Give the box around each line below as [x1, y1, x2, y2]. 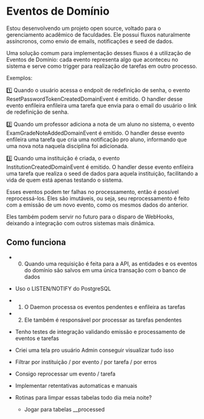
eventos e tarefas [15, 335, 59, 342]
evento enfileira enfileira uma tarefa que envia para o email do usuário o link [6, 102, 197, 109]
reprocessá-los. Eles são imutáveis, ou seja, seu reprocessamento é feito [6, 195, 190, 202]
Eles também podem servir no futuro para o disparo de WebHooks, [6, 213, 175, 220]
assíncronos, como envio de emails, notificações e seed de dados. [6, 37, 174, 45]
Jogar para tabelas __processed [24, 406, 105, 413]
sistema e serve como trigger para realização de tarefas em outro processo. [6, 62, 198, 70]
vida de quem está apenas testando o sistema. [6, 176, 124, 184]
